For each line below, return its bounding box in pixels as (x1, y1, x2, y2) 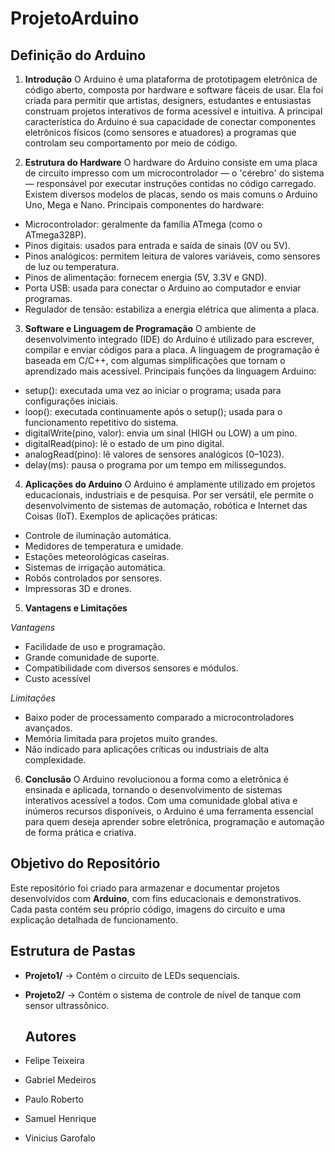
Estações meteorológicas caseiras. (24, 551, 170, 562)
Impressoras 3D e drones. (24, 583, 132, 594)
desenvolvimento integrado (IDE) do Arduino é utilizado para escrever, (24, 333, 315, 345)
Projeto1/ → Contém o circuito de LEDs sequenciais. (24, 969, 240, 981)
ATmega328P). (24, 229, 87, 241)
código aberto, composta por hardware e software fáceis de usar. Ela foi (24, 84, 324, 96)
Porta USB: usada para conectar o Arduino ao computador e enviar (24, 282, 302, 294)
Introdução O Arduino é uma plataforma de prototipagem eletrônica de (24, 73, 318, 85)
